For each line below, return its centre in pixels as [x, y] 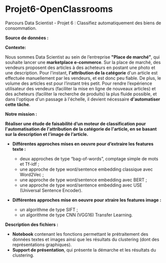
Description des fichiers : [32, 224]
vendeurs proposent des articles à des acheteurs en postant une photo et [80, 67]
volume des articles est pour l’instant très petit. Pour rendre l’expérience [79, 83]
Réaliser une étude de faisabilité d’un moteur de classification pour [76, 124]
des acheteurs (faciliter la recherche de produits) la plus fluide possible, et [81, 94]
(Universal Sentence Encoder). [51, 190]
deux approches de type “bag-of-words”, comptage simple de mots [89, 159]
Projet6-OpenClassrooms [59, 9]
